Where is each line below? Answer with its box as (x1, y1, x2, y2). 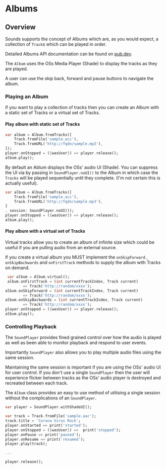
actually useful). (5, 180, 38, 186)
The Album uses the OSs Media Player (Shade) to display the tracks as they (5, 61, 158, 66)
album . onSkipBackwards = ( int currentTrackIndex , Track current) (5, 297, 143, 302)
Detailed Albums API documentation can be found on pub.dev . (5, 51, 132, 57)
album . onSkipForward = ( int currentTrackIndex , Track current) (5, 288, 139, 293)
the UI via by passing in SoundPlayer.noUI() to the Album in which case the (5, 170, 159, 176)
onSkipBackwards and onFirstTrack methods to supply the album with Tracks (5, 260, 161, 266)
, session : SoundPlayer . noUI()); (5, 208, 74, 213)
